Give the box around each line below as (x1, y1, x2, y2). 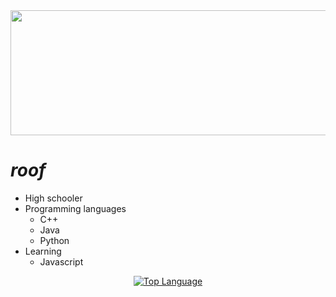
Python (39, 234, 70, 246)
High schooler (24, 192, 83, 204)
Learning (24, 245, 62, 257)
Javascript (39, 255, 84, 268)
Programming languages (24, 202, 127, 214)
